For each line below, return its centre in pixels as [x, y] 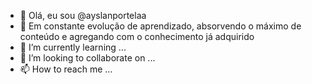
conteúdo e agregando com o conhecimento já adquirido [137, 36]
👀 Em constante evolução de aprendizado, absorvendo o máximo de [160, 26]
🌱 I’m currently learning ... [73, 47]
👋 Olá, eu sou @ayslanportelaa [83, 15]
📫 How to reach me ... [66, 69]
